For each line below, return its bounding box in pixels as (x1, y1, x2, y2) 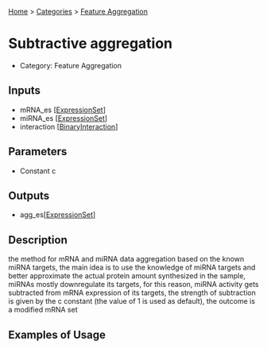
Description (8, 233, 68, 246)
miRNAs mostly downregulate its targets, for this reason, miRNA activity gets (8, 280, 259, 289)
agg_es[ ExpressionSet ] (19, 210, 96, 219)
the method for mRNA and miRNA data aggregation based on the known (8, 254, 245, 264)
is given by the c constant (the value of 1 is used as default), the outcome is (8, 297, 256, 306)
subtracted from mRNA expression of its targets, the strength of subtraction (8, 288, 256, 297)
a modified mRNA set (8, 305, 78, 315)
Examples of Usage (8, 328, 106, 341)
